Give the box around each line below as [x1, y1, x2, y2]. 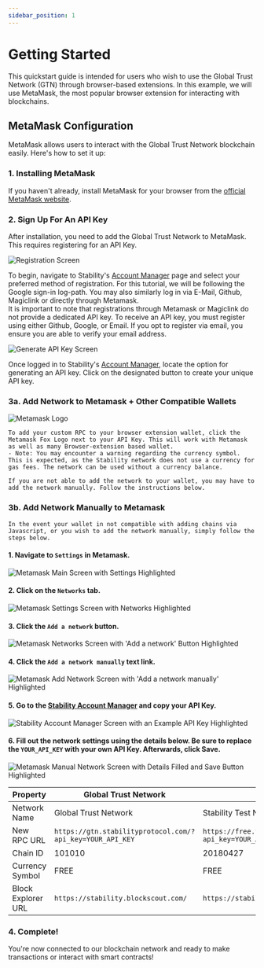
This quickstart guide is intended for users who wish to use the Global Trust [8, 72, 254, 81]
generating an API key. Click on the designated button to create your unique [8, 367, 254, 377]
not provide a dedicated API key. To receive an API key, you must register [8, 312, 245, 322]
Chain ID [12, 847, 44, 858]
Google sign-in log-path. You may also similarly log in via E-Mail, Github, [8, 287, 243, 296]
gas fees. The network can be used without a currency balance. [8, 463, 223, 472]
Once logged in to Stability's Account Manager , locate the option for [8, 359, 229, 369]
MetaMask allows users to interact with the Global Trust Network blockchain [8, 140, 255, 149]
